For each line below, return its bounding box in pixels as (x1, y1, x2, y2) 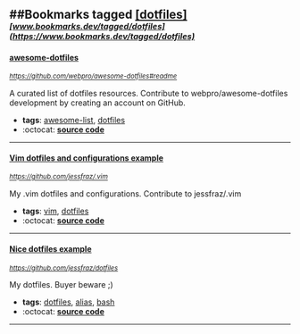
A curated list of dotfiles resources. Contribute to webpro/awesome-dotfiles (9, 88, 288, 98)
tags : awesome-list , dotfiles (21, 114, 126, 125)
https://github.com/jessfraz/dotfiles (9, 263, 119, 272)
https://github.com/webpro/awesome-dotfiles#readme (9, 71, 178, 81)
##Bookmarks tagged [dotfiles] (9, 7, 187, 22)
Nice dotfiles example (9, 244, 92, 255)
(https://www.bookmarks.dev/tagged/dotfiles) (9, 31, 196, 43)
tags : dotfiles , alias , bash (21, 296, 115, 307)
